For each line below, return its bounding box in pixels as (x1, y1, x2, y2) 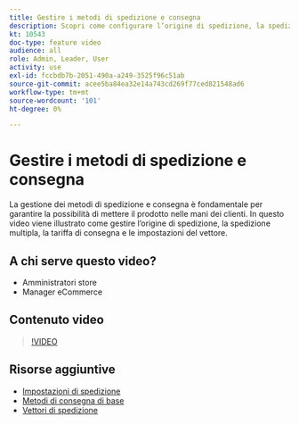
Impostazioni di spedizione (21, 386, 121, 396)
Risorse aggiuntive (9, 362, 116, 378)
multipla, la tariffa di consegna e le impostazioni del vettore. (9, 228, 229, 238)
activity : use (9, 63, 62, 72)
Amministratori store (21, 278, 98, 287)
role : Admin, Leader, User (9, 54, 109, 63)
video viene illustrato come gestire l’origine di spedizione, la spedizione (9, 218, 271, 229)
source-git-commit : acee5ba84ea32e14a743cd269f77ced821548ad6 (9, 79, 245, 88)
